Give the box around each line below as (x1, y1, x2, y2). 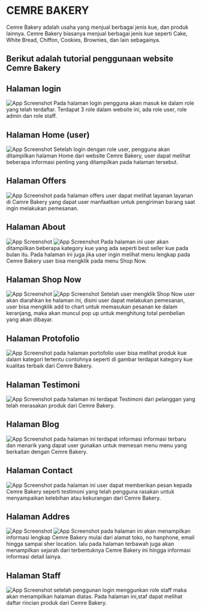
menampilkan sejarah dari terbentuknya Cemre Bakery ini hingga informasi (6, 546, 191, 554)
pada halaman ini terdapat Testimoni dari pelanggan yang (53, 396, 196, 403)
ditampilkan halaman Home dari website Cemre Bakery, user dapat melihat (6, 151, 191, 159)
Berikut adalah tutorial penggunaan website (6, 54, 174, 64)
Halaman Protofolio (6, 333, 80, 343)
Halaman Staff (6, 571, 61, 581)
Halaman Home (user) (6, 130, 90, 140)
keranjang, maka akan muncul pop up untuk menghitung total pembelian (6, 310, 185, 317)
